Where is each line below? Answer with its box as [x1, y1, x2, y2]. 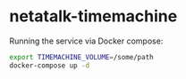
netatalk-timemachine [9, 6, 178, 27]
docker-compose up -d [9, 60, 90, 70]
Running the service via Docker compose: [9, 36, 164, 46]
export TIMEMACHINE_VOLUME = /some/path [9, 52, 154, 61]
